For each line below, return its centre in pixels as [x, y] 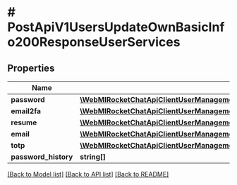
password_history [42, 157]
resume [24, 122]
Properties [31, 68]
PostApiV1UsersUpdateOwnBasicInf [116, 27]
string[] [93, 157]
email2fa [26, 111]
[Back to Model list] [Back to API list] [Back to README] [88, 174]
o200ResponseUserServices [94, 42]
